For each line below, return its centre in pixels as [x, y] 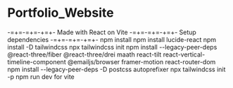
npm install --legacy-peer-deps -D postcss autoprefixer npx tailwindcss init [116, 69]
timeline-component [37, 61]
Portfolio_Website [61, 13]
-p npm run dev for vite [41, 76]
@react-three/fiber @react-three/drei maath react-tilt [84, 54]
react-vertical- [184, 54]
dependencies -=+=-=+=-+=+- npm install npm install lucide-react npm [112, 39]
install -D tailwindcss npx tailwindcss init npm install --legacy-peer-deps [112, 47]
